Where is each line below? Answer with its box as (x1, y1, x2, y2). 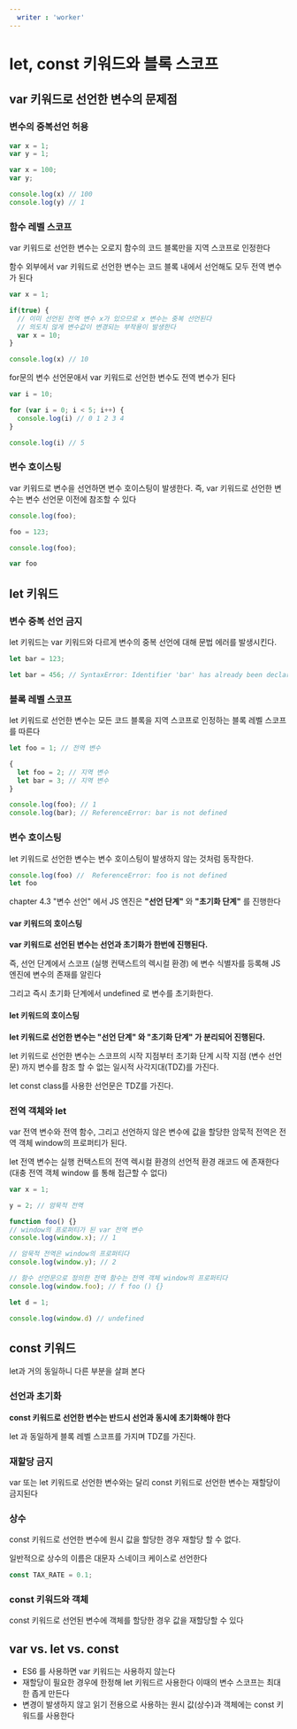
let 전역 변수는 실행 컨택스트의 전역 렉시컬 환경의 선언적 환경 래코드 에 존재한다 (9, 1156, 280, 1166)
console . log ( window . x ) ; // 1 (9, 1234, 117, 1242)
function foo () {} (9, 1217, 77, 1226)
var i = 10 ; (9, 390, 53, 399)
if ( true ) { (9, 306, 49, 315)
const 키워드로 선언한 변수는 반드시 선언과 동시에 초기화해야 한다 (9, 1412, 231, 1422)
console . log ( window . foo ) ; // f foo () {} (9, 1281, 164, 1290)
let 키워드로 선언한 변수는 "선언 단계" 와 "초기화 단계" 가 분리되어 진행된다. (9, 1032, 265, 1042)
